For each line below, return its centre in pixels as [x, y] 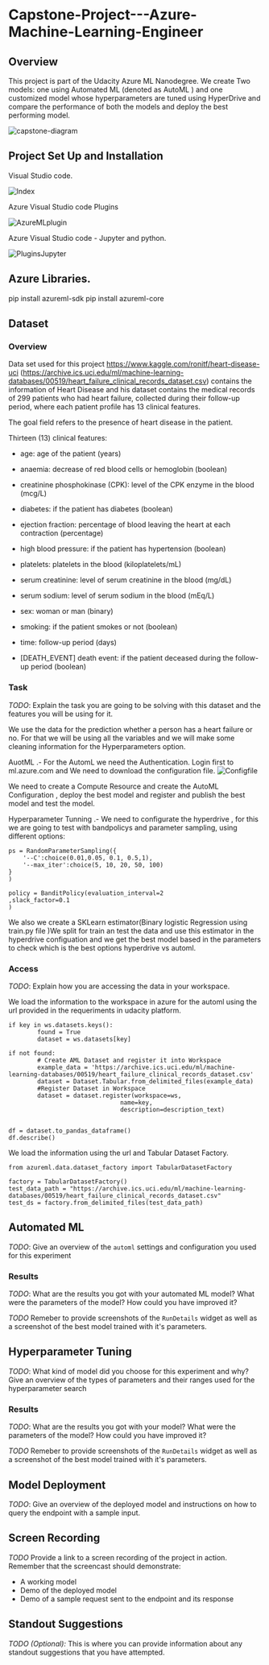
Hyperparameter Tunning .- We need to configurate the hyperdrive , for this [134, 818]
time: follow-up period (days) [68, 643]
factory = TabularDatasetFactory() [68, 1182]
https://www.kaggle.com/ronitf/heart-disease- [183, 364]
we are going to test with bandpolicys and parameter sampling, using [123, 827]
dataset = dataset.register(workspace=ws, [110, 1096]
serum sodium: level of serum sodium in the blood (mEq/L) [117, 596]
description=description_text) [172, 1109]
